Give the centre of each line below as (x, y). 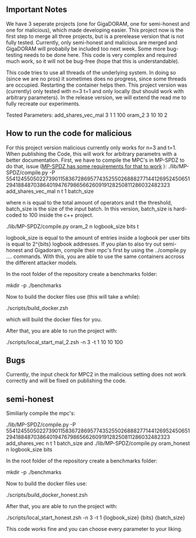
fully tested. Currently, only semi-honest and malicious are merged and (92, 42)
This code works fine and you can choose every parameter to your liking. (94, 529)
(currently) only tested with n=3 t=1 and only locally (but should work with (95, 91)
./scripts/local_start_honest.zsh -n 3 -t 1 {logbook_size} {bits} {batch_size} (96, 517)
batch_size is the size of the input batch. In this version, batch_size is (89, 209)
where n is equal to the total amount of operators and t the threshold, (89, 202)
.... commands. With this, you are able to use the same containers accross (95, 256)
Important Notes (37, 10)
